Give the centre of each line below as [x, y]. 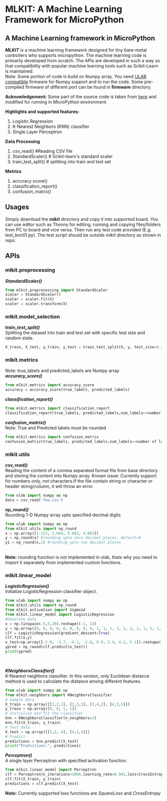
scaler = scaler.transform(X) [37, 304]
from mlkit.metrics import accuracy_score [50, 385]
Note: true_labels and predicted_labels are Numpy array [62, 371]
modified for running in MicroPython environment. [56, 102]
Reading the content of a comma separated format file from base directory [82, 471]
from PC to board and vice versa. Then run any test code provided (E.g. [78, 229]
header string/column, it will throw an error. [49, 487]
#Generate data [21, 619]
